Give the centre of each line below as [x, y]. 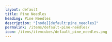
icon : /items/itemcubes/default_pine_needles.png [56, 32]
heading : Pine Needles [28, 18]
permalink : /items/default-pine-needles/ [48, 28]
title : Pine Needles [26, 14]
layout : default [21, 9]
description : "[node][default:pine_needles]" [52, 23]
